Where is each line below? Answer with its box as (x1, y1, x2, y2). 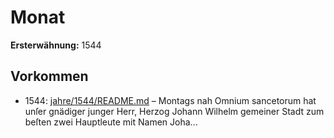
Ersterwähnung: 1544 (10, 39, 102, 51)
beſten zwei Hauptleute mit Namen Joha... (24, 116, 198, 128)
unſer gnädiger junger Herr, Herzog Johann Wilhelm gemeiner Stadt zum (24, 105, 325, 117)
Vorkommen (10, 68, 89, 85)
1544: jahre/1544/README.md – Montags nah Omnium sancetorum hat (24, 94, 317, 106)
